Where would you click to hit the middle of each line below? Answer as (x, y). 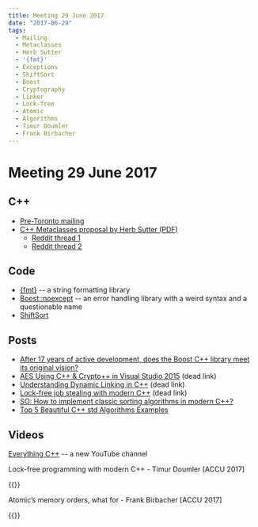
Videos (26, 435)
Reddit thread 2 (57, 246)
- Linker (30, 97)
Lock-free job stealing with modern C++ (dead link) (103, 393)
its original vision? (49, 368)
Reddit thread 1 (56, 238)
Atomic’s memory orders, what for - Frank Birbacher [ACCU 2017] (115, 500)
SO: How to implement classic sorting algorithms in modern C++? (126, 402)
